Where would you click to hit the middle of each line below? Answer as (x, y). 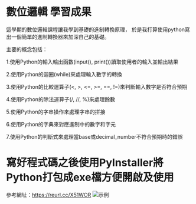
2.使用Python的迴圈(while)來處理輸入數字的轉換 (64, 74)
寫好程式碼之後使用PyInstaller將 (85, 163)
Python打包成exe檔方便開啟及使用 (90, 178)
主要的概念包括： (27, 49)
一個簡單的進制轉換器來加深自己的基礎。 (60, 36)
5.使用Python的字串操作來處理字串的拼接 (56, 112)
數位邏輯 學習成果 (49, 12)
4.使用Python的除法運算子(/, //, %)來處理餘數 (61, 99)
